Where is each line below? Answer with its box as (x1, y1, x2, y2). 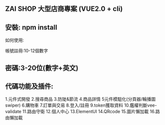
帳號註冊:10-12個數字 (5, 48, 48, 54)
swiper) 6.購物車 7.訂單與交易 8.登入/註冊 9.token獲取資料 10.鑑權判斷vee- (5, 102, 157, 108)
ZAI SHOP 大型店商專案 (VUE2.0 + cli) (5, 4, 123, 13)
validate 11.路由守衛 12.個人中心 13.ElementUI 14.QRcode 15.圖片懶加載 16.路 (5, 109, 161, 115)
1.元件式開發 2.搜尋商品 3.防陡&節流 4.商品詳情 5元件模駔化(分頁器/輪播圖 (5, 96, 156, 102)
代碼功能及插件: (5, 82, 54, 90)
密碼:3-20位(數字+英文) (5, 63, 79, 72)
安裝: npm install (5, 23, 57, 31)
